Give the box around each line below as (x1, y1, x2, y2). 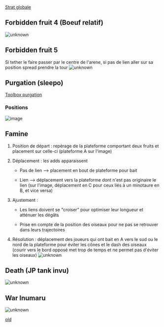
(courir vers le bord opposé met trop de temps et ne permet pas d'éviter (12, 247, 159, 253)
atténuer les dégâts (19, 212, 59, 218)
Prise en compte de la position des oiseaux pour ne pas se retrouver (19, 221, 159, 227)
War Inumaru (5, 294, 46, 302)
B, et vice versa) (19, 187, 53, 193)
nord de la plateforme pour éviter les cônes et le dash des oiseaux (12, 241, 147, 247)
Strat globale (5, 4, 31, 10)
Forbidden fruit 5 (5, 46, 58, 54)
